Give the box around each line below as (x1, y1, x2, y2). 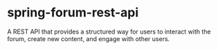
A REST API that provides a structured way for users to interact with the (7, 27, 211, 36)
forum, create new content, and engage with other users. (7, 34, 170, 42)
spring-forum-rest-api (7, 5, 139, 21)
